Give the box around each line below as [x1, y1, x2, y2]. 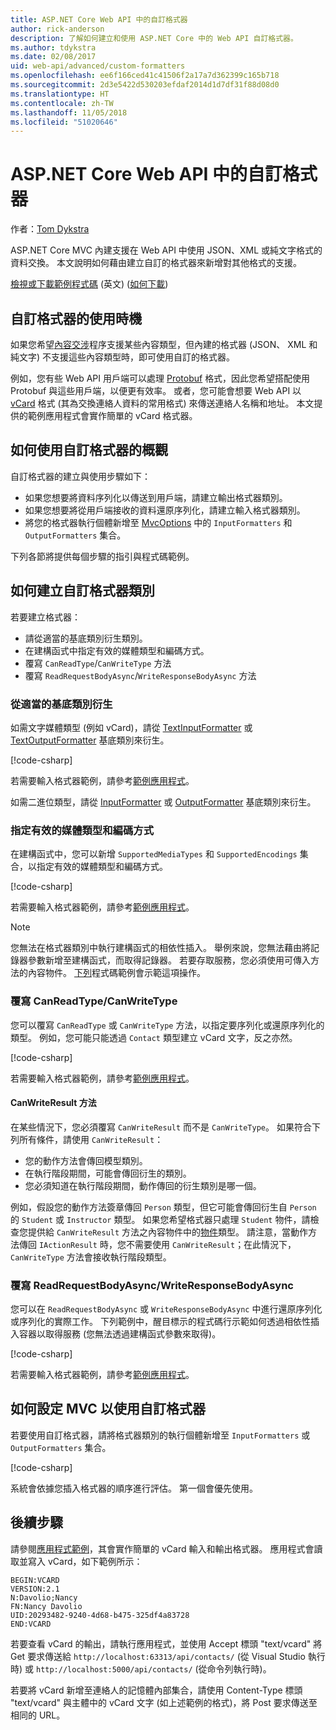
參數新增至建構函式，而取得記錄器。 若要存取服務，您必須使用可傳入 [27, 954, 311, 966]
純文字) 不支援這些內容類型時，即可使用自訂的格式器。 [10, 351, 236, 363]
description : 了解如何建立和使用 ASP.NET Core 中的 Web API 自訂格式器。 [10, 33, 298, 43]
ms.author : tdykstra [10, 42, 97, 53]
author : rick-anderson [10, 24, 105, 34]
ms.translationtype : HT [10, 89, 110, 99]
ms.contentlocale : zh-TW [10, 98, 114, 108]
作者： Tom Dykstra [10, 223, 90, 235]
